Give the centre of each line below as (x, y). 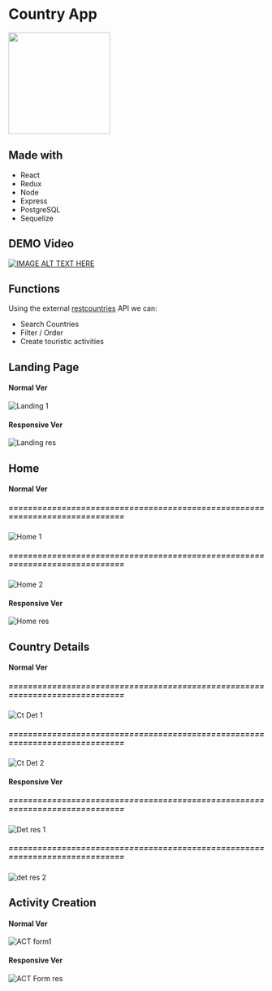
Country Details (49, 646)
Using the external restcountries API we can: (83, 308)
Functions (35, 288)
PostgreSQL (40, 209)
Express (34, 201)
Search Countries (50, 324)
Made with (36, 155)
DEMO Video (41, 244)
